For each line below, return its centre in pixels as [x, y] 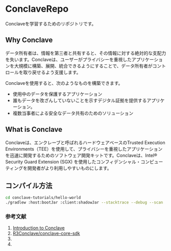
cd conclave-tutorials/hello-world [43, 198]
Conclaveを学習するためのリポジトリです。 [51, 24]
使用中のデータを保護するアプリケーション [57, 94]
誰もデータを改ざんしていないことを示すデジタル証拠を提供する [80, 100]
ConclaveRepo [37, 9]
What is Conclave [34, 130]
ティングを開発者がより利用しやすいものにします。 [58, 168]
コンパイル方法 [29, 185]
